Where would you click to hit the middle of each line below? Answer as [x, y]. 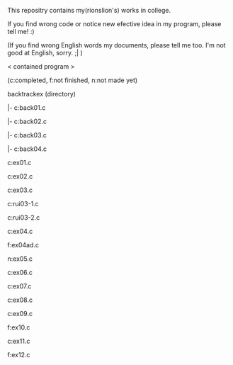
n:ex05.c [20, 259]
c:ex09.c [20, 314]
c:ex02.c [20, 176]
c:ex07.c [19, 286]
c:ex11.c [19, 341]
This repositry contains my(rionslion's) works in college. [89, 10]
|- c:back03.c [27, 135]
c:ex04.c [20, 231]
